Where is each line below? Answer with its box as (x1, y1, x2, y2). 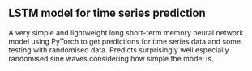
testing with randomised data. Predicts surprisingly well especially (8, 44, 229, 55)
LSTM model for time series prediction (8, 6, 207, 20)
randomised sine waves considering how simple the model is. (8, 53, 214, 63)
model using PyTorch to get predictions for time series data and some (8, 36, 241, 46)
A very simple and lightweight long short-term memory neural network (8, 27, 244, 37)
